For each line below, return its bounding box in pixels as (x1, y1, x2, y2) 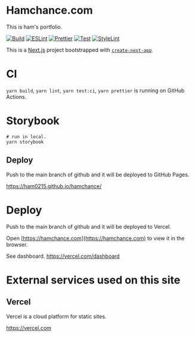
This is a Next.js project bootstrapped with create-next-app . (6, 46, 154, 54)
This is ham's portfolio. (6, 23, 63, 30)
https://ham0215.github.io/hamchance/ (6, 182, 102, 189)
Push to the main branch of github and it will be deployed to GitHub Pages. (6, 171, 190, 178)
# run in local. (6, 133, 47, 140)
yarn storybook (6, 139, 44, 145)
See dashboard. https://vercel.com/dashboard (6, 252, 120, 260)
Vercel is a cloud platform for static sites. (6, 313, 107, 320)
